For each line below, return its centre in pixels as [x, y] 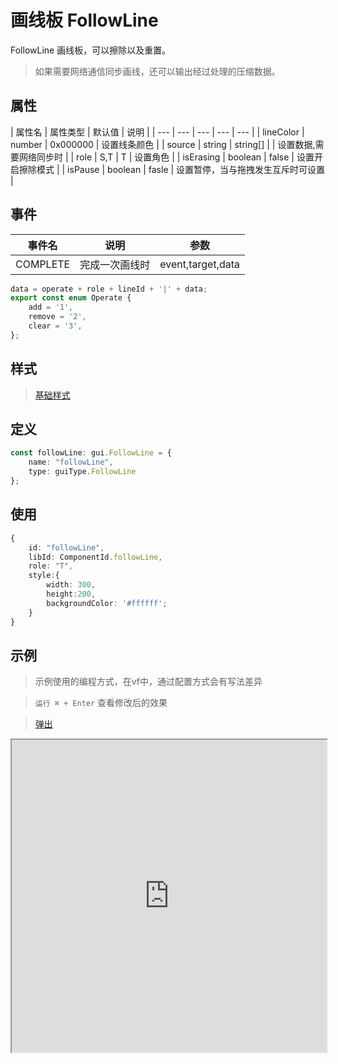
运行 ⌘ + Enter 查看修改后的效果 [101, 703]
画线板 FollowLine [84, 20]
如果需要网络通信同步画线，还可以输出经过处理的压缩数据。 [157, 71]
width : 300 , [71, 585]
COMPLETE [43, 264]
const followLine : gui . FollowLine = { [91, 453]
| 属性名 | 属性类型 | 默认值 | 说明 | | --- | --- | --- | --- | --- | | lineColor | [157, 132]
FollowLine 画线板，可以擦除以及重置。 [91, 50]
